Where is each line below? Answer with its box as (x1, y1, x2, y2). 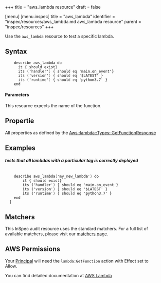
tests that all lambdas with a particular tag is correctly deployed (5, 157, 139, 163)
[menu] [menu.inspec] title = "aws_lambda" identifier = (5, 14, 115, 19)
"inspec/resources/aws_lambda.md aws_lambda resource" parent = (5, 19, 142, 24)
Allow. (5, 263, 18, 269)
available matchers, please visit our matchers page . (5, 231, 108, 237)
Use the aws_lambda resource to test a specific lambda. (5, 34, 114, 39)
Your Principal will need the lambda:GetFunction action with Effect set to (5, 258, 149, 264)
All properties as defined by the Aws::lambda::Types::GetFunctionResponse (5, 130, 156, 135)
